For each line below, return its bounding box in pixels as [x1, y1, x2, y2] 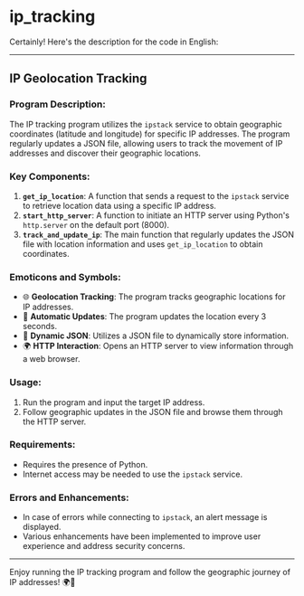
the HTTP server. [22, 416, 87, 427]
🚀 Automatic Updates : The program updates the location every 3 [22, 311, 267, 322]
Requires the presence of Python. [22, 459, 148, 469]
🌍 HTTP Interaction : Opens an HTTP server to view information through [22, 341, 294, 352]
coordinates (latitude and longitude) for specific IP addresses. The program [9, 128, 290, 139]
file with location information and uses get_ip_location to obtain [22, 238, 263, 250]
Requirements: [9, 439, 76, 451]
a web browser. [22, 354, 81, 364]
